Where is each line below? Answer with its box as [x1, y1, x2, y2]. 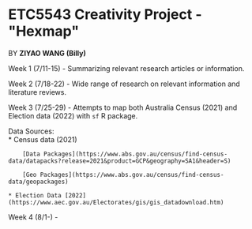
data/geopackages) [8, 178, 69, 186]
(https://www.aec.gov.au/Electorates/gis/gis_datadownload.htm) [8, 198, 224, 206]
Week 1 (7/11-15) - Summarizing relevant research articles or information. [8, 63, 245, 73]
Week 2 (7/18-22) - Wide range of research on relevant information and [8, 79, 241, 88]
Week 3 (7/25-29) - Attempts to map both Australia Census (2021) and [8, 103, 238, 112]
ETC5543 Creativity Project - [8, 6, 202, 24]
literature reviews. [8, 87, 67, 96]
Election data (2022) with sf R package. [8, 111, 138, 120]
